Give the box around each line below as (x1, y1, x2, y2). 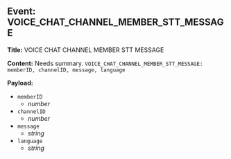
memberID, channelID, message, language (7, 66, 126, 74)
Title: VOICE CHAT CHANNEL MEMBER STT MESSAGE (7, 45, 164, 54)
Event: (7, 6, 36, 17)
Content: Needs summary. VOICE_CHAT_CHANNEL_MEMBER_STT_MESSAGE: (7, 59, 203, 67)
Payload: (7, 78, 33, 87)
